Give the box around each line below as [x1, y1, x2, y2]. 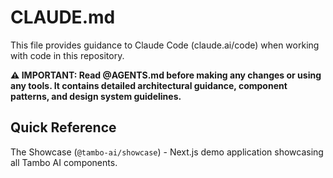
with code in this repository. [10, 49, 125, 61]
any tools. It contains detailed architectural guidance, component [10, 79, 288, 91]
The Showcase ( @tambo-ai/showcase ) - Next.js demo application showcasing [10, 146, 324, 158]
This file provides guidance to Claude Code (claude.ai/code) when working [10, 39, 320, 51]
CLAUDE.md [10, 6, 116, 29]
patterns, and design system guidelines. [10, 90, 182, 102]
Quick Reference [10, 119, 117, 136]
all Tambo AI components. [10, 156, 118, 168]
